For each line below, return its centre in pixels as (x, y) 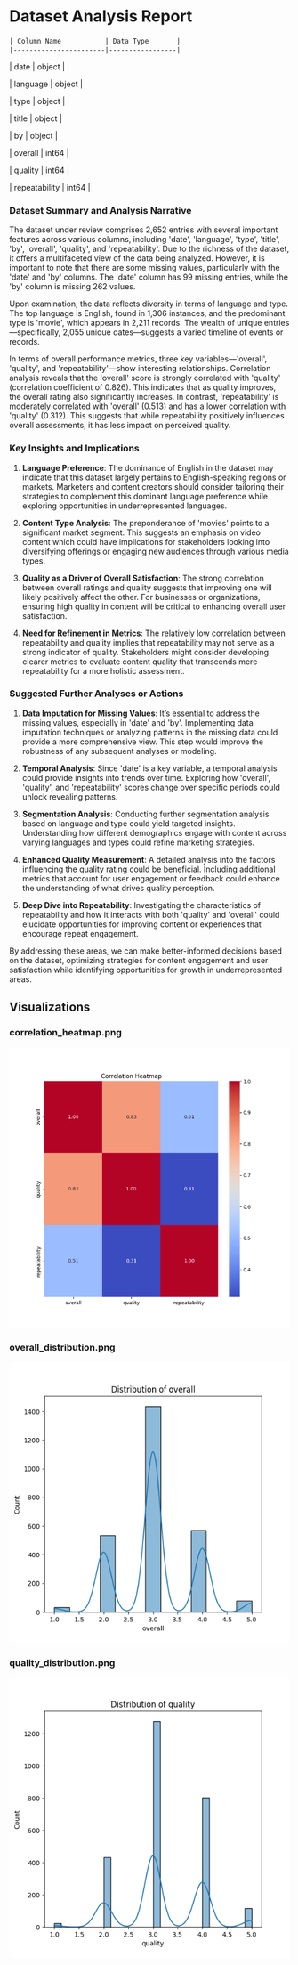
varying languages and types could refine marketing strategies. (138, 842)
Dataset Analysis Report (101, 16)
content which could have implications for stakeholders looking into (146, 541)
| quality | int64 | (39, 170)
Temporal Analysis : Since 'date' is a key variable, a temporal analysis (149, 768)
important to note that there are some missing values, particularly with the (145, 268)
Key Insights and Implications (74, 449)
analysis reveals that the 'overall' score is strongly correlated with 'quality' (145, 378)
